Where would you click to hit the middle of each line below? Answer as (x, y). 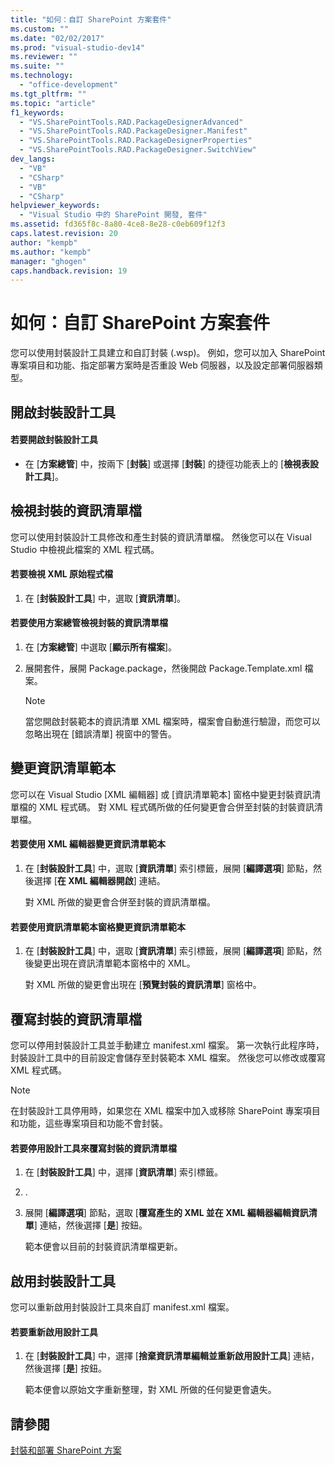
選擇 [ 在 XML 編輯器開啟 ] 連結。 (99, 881)
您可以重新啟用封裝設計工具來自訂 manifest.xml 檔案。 (122, 1307)
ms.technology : (42, 76)
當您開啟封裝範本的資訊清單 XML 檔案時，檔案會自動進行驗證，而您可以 (172, 721)
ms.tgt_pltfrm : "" (48, 94)
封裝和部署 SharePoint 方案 (66, 1450)
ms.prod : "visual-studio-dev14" (77, 47)
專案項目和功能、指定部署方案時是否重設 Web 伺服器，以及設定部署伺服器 (162, 365)
